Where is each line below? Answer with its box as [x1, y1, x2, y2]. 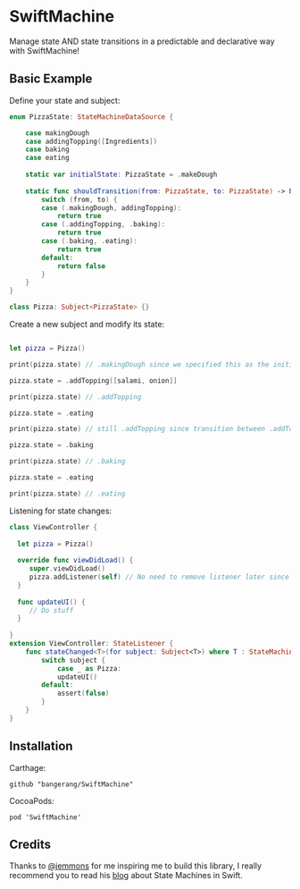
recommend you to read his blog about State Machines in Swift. [9, 870, 243, 881]
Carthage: [9, 762, 46, 773]
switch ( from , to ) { [41, 195, 118, 204]
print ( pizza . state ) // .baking [9, 457, 126, 466]
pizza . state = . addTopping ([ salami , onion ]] [9, 376, 178, 385]
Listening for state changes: [9, 505, 112, 516]
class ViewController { [9, 522, 98, 531]
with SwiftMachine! [9, 45, 80, 55]
